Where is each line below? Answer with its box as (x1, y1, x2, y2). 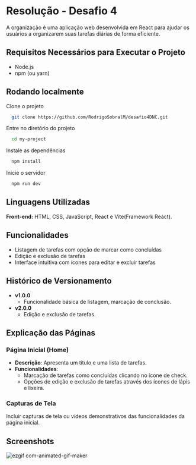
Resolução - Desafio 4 (6, 4, 117, 18)
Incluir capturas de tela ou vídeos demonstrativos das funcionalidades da (6, 413, 185, 420)
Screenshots (6, 436, 54, 447)
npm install (11, 159, 41, 165)
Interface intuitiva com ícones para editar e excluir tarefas (14, 259, 156, 266)
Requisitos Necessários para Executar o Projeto (6, 48, 185, 58)
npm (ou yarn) (14, 70, 50, 77)
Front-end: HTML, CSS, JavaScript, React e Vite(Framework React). (6, 213, 172, 220)
